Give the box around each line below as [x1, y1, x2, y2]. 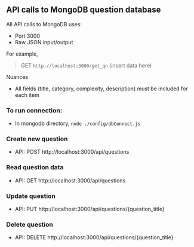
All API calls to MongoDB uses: [6, 20, 82, 28]
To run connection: [6, 106, 63, 114]
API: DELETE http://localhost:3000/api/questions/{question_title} [14, 234, 174, 241]
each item [14, 91, 40, 98]
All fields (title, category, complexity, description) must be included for [14, 85, 188, 92]
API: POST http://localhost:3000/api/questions [14, 148, 130, 155]
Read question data [6, 163, 64, 172]
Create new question [6, 135, 68, 143]
